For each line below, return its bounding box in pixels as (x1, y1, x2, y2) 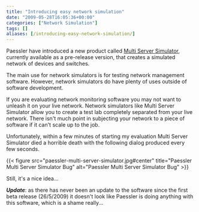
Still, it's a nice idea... (6, 175, 59, 182)
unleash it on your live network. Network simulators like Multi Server (6, 102, 175, 109)
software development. (6, 84, 64, 91)
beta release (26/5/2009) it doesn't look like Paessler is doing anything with (6, 193, 194, 200)
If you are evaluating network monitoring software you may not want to (6, 96, 182, 103)
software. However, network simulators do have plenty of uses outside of (6, 78, 187, 85)
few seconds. (6, 146, 40, 153)
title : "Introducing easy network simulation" (6, 8, 125, 15)
